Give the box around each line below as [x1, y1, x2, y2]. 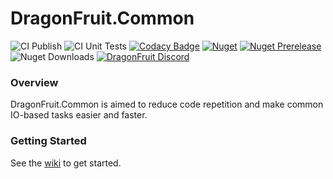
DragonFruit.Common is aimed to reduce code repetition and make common [10, 98, 324, 111]
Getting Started [10, 134, 87, 148]
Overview [10, 75, 59, 89]
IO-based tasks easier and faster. [10, 109, 148, 121]
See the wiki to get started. [10, 157, 122, 169]
